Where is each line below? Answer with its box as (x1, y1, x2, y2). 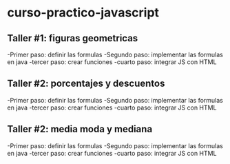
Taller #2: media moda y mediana (7, 123, 153, 135)
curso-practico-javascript (7, 5, 160, 21)
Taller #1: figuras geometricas (7, 32, 138, 44)
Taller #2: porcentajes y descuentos (7, 78, 165, 90)
